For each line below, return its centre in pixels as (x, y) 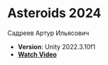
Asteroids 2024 (54, 13)
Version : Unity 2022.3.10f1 (56, 46)
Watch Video (37, 54)
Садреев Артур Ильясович (48, 33)
